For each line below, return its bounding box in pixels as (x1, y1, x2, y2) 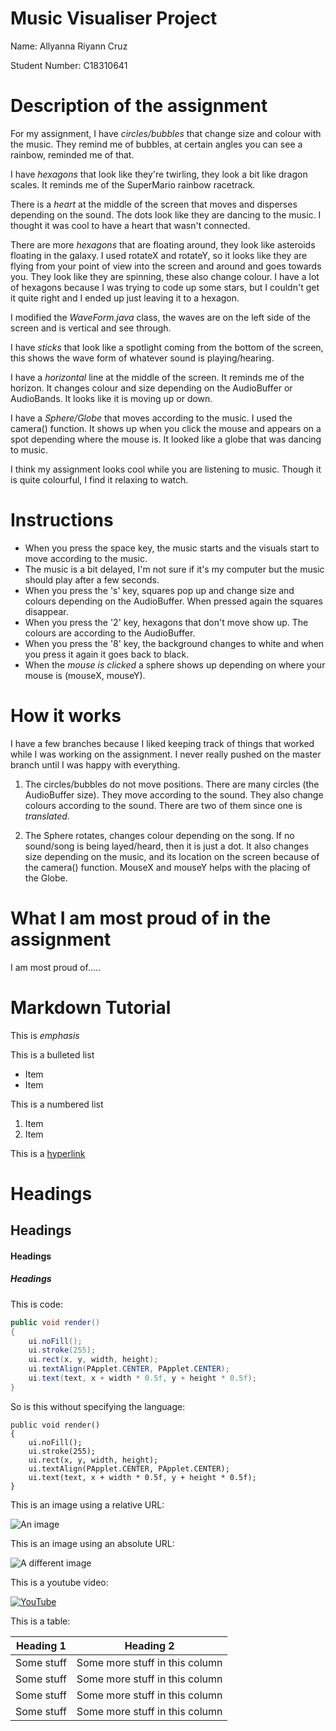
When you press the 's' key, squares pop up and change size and (24, 584, 295, 596)
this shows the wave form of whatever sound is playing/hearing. (10, 352, 275, 364)
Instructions (10, 509, 114, 532)
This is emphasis (10, 1029, 80, 1041)
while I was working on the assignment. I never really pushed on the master (10, 748, 322, 760)
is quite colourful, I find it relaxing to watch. (10, 473, 189, 486)
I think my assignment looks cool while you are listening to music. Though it (10, 463, 322, 475)
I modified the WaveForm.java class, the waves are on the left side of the (10, 311, 311, 323)
